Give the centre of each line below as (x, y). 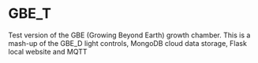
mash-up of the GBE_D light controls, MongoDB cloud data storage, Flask (127, 43)
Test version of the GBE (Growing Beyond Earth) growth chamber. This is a (129, 35)
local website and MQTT (48, 51)
